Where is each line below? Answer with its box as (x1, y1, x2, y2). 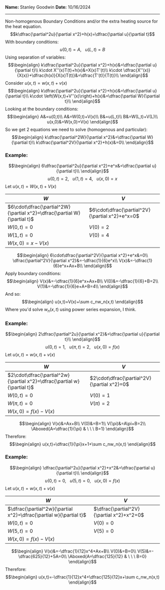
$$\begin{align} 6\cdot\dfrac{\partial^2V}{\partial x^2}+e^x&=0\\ (17, 252, 148, 258)
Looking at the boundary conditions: (5, 106, 79, 112)
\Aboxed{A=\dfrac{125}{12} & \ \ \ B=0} (68, 553, 147, 559)
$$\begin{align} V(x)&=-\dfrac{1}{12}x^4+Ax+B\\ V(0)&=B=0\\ (11, 548, 137, 554)
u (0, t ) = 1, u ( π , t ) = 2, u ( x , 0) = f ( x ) (45, 344, 120, 350)
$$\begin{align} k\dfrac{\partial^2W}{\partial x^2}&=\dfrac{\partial (11, 134, 146, 140)
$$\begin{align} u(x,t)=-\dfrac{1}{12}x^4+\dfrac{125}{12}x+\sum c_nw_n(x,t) (5, 574, 160, 580)
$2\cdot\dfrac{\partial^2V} (90, 375, 152, 382)
